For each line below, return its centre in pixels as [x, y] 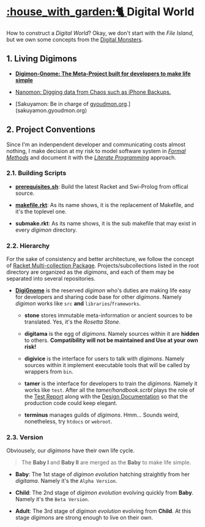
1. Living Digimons [42, 59]
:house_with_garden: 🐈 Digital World [100, 12]
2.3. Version [25, 438]
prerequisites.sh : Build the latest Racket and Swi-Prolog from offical [102, 186]
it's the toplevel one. [41, 211]
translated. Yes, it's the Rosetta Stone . [73, 322]
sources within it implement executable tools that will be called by [107, 365]
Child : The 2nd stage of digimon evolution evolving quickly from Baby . [104, 493]
